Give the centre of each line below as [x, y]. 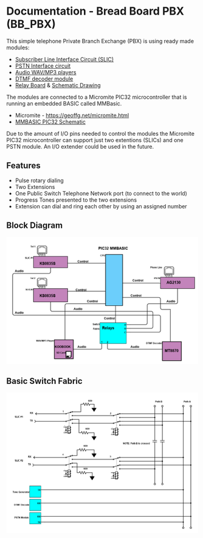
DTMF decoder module [44, 79]
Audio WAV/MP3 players [46, 72]
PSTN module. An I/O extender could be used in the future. [80, 146]
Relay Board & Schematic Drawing [58, 85]
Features [23, 166]
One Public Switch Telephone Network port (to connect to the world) [101, 193]
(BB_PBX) [31, 24]
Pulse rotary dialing [39, 180]
